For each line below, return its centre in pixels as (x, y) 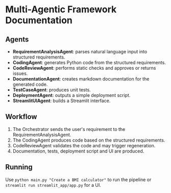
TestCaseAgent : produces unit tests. (52, 90)
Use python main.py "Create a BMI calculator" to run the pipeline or (78, 179)
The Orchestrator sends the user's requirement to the (69, 129)
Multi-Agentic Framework (61, 9)
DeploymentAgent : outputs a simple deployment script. (71, 95)
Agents (17, 39)
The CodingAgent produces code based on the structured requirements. (89, 140)
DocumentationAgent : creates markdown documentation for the (81, 79)
